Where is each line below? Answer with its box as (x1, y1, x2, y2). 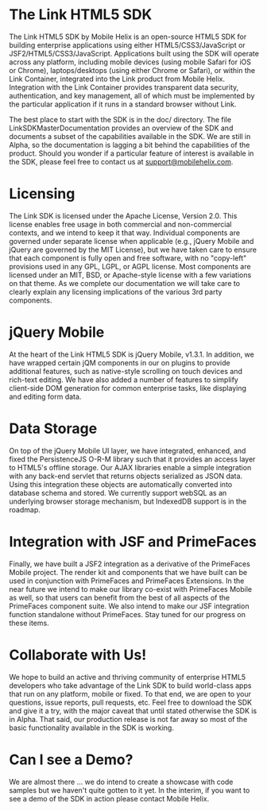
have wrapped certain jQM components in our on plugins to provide (9, 357, 230, 367)
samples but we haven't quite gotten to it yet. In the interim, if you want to (9, 785, 250, 795)
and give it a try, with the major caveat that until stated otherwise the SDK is (9, 705, 257, 716)
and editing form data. (9, 392, 82, 401)
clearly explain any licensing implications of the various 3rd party (9, 287, 222, 296)
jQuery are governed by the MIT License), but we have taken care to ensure (9, 245, 257, 254)
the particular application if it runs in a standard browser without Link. (9, 99, 237, 109)
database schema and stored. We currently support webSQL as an (9, 488, 227, 497)
